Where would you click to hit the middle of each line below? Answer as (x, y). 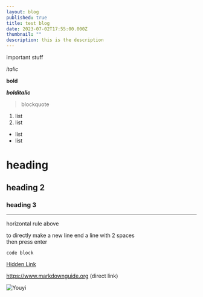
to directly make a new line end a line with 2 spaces (70, 235)
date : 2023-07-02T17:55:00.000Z (47, 29)
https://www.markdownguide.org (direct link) (62, 276)
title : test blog (28, 23)
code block (20, 253)
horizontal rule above (33, 223)
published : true (27, 18)
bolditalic (18, 92)
